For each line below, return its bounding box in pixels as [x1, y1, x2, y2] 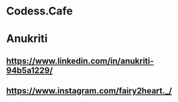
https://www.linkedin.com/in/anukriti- [6, 56, 154, 66]
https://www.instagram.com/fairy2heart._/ [6, 86, 172, 96]
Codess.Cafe [6, 4, 73, 18]
